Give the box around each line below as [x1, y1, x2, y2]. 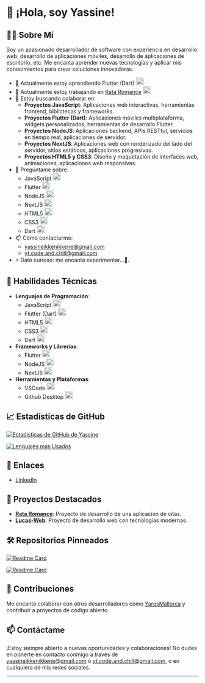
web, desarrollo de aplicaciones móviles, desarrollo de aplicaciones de [6, 52, 185, 60]
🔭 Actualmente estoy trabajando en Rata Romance [15, 88, 142, 95]
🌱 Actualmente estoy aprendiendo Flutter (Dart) [15, 79, 135, 87]
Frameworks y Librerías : [15, 343, 78, 350]
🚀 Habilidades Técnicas [6, 276, 98, 287]
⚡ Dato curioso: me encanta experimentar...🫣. [15, 256, 130, 263]
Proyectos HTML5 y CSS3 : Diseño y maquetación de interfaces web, [24, 153, 199, 160]
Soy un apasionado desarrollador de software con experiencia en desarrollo [6, 46, 197, 53]
